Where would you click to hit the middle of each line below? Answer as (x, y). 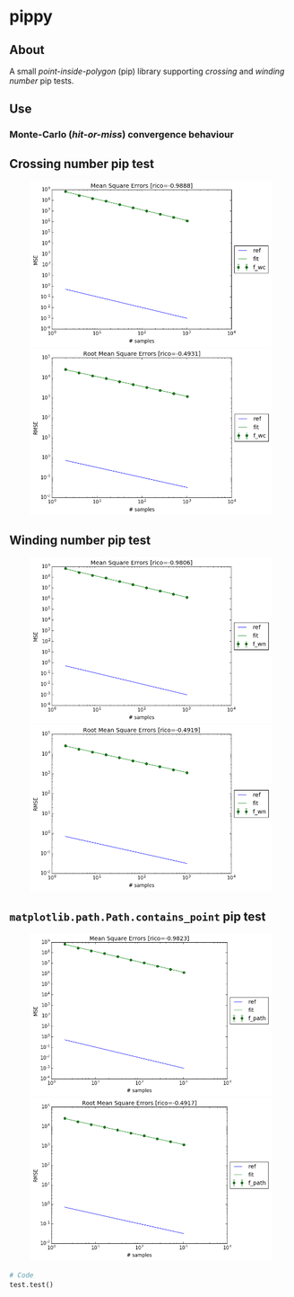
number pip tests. (42, 81)
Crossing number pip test (82, 164)
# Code (22, 1275)
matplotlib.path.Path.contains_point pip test (138, 916)
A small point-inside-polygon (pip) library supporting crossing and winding (147, 71)
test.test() (31, 1284)
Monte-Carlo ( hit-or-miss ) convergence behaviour (122, 135)
